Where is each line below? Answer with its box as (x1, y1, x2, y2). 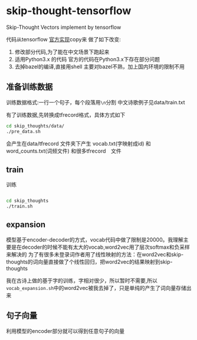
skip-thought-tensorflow (6, 4, 132, 18)
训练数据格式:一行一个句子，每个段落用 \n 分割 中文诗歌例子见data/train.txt (6, 98, 185, 105)
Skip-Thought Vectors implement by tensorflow (6, 24, 122, 31)
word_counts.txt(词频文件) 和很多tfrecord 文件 (6, 147, 122, 154)
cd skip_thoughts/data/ (6, 123, 65, 129)
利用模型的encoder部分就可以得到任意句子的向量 (6, 327, 125, 334)
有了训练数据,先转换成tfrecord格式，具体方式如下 (6, 111, 126, 118)
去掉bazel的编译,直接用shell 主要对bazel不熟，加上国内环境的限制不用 (14, 63, 185, 70)
